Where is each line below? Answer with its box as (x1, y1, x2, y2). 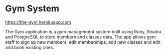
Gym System (5, 3, 60, 14)
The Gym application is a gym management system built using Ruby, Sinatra (5, 28, 162, 34)
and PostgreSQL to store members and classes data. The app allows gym (5, 34, 156, 40)
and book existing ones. (5, 44, 54, 50)
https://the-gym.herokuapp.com (5, 19, 71, 25)
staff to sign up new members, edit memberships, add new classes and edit (5, 39, 161, 45)
